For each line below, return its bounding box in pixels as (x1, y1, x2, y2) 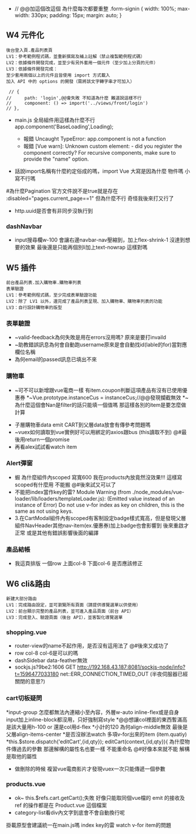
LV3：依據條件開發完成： (6, 66, 58, 72)
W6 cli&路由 (6, 579, 51, 589)
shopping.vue (6, 628, 47, 636)
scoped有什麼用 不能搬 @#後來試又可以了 (14, 481, 116, 488)
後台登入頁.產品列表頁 (6, 47, 53, 53)
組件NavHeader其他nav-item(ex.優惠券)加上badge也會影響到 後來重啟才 (14, 522, 189, 529)
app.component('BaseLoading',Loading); (14, 123, 114, 130)
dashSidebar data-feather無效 (14, 657, 88, 664)
